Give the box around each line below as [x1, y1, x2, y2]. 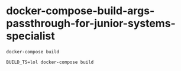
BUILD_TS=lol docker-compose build [6, 59, 94, 65]
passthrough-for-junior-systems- [6, 17, 176, 30]
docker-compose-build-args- [6, 4, 155, 18]
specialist [6, 30, 55, 43]
